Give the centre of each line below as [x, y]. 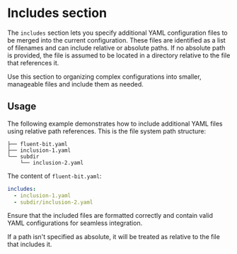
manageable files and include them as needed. [75, 84]
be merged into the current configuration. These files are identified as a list [117, 40]
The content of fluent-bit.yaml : [54, 176]
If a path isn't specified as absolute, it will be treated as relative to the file [114, 237]
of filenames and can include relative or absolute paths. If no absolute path [116, 48]
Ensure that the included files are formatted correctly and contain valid [110, 216]
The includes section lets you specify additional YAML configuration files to [117, 33]
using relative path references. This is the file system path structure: [107, 131]
